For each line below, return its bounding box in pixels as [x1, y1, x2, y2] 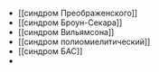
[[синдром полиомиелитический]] [17, 36, 151, 47]
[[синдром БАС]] [17, 46, 83, 57]
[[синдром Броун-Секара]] [17, 17, 123, 28]
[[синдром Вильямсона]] [17, 27, 115, 37]
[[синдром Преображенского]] [17, 8, 138, 18]
